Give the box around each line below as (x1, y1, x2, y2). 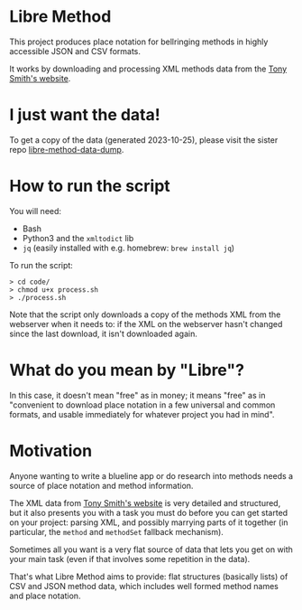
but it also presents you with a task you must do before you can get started (9, 507, 288, 518)
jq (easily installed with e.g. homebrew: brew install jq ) (22, 242, 235, 253)
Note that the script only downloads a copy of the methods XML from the (9, 309, 281, 320)
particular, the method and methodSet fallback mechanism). (9, 526, 224, 537)
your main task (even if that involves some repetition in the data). (9, 553, 251, 564)
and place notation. (9, 590, 81, 601)
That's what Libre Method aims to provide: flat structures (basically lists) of (9, 571, 288, 582)
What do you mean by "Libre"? (9, 360, 245, 380)
